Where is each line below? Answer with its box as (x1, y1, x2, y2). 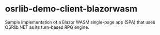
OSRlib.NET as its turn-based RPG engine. (5, 24, 90, 30)
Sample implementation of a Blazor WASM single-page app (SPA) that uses (5, 19, 155, 25)
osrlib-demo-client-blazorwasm (5, 3, 138, 14)
